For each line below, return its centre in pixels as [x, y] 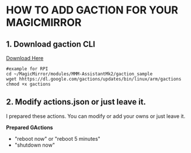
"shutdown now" [35, 145]
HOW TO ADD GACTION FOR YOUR [92, 10]
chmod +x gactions [28, 84]
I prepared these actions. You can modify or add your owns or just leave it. [96, 116]
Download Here [25, 58]
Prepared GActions [30, 127]
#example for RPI [27, 69]
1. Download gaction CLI [51, 44]
